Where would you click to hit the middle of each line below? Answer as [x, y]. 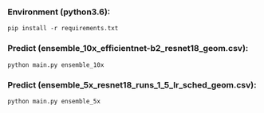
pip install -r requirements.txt [63, 29]
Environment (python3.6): [59, 12]
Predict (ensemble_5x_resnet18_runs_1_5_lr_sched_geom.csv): [132, 84]
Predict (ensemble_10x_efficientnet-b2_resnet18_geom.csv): [128, 49]
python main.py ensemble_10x [56, 65]
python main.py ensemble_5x [54, 101]
